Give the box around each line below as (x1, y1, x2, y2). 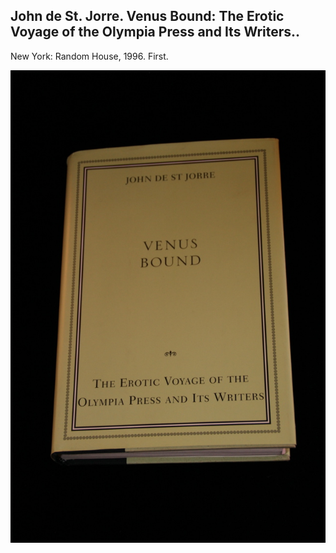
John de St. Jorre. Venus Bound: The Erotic (10, 8, 285, 25)
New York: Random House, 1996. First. (10, 50, 169, 62)
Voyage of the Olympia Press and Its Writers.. (10, 24, 301, 41)
